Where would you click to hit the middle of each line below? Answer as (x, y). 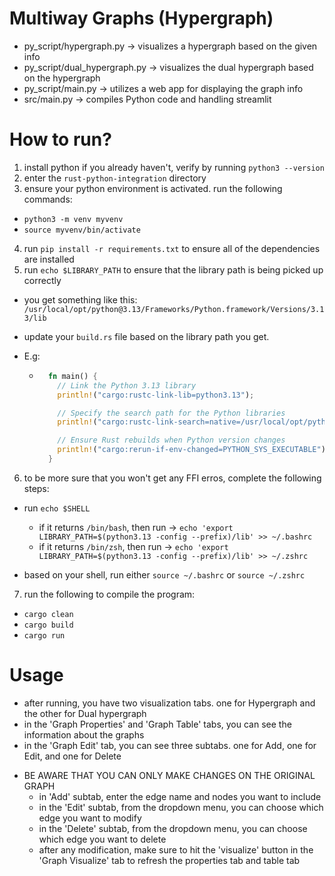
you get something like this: (80, 299)
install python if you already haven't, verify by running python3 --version (174, 167)
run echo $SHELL (57, 508)
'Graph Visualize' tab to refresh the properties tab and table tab (169, 860)
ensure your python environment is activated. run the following (153, 188)
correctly (42, 280)
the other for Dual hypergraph (85, 713)
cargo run (44, 635)
